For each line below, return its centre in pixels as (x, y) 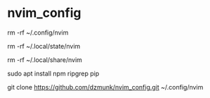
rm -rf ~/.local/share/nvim (45, 60)
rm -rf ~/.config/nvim (38, 32)
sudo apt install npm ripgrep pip (53, 73)
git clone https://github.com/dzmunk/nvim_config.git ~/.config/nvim (105, 87)
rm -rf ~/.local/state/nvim (44, 46)
